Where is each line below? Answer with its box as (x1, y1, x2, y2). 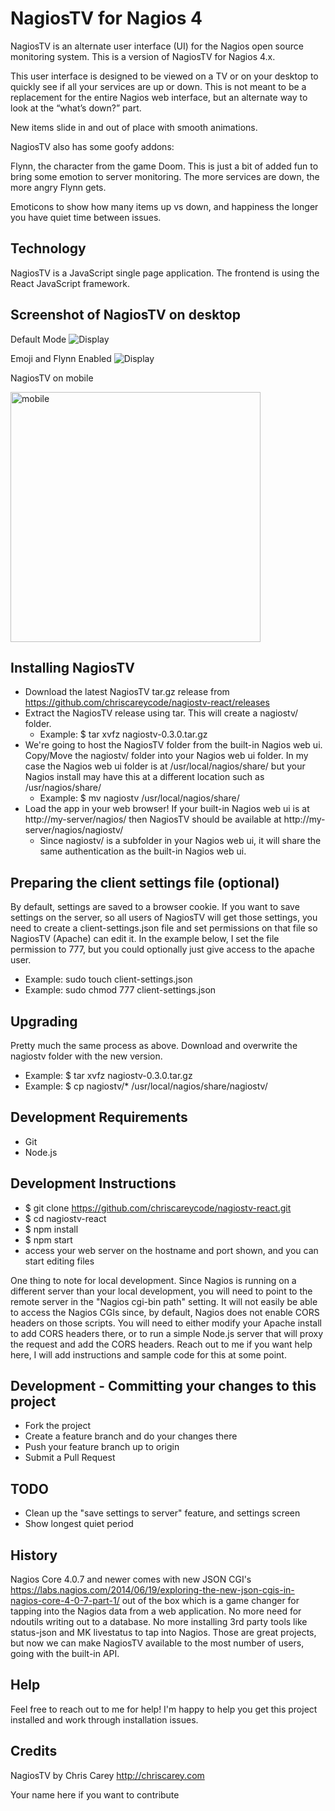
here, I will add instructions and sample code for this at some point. (10, 1348, 287, 1361)
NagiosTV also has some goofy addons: (10, 140, 175, 152)
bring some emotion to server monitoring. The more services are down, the (10, 170, 320, 182)
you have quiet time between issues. (10, 211, 162, 223)
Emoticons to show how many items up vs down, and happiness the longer (10, 200, 319, 212)
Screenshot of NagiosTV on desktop (10, 307, 241, 324)
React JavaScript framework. (10, 277, 130, 289)
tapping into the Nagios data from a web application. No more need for (10, 1605, 302, 1617)
